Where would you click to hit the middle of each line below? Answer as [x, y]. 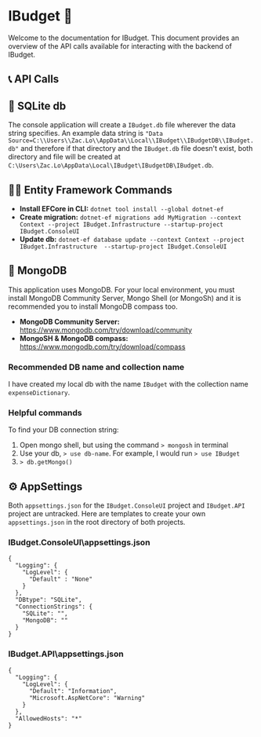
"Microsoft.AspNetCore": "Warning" [87, 698]
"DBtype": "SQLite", [49, 600]
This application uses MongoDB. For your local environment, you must [121, 289]
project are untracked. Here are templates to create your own [107, 514]
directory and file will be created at [64, 157]
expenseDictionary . [39, 393]
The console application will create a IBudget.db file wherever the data [122, 125]
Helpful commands [45, 412]
